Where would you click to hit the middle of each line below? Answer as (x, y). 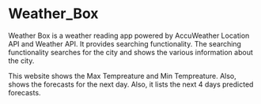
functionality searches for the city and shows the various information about (130, 52)
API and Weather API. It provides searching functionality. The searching (125, 43)
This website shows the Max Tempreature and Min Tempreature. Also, (122, 76)
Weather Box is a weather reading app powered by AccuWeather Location (129, 35)
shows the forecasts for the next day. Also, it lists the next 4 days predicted (131, 84)
